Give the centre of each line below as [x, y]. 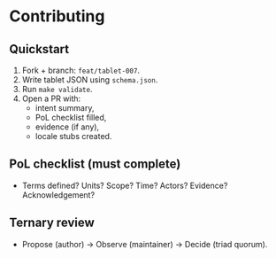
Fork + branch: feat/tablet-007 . [80, 70]
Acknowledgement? [58, 195]
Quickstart [39, 49]
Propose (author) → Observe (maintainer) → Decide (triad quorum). [145, 244]
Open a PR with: [51, 98]
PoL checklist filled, [71, 117]
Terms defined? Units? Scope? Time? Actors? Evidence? [125, 185]
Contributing [57, 16]
